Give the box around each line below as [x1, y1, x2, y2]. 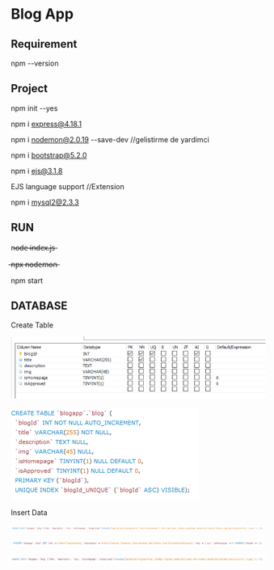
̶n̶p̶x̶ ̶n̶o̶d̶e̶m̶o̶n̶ [11, 260, 57, 269]
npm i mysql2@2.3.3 [11, 197, 79, 207]
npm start [11, 276, 44, 285]
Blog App [11, 5, 74, 23]
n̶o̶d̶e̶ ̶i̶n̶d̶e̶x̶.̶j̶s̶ [11, 243, 56, 252]
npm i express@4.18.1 [11, 119, 82, 129]
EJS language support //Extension [11, 181, 125, 191]
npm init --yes [11, 103, 58, 113]
